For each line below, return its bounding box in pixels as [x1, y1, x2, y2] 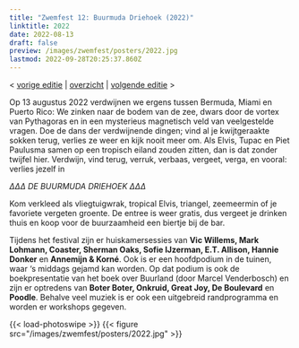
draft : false [9, 38, 58, 48]
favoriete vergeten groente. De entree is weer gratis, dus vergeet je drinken [9, 208, 287, 218]
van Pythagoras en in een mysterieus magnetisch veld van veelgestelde [9, 116, 275, 126]
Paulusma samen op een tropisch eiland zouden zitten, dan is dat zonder [9, 144, 278, 155]
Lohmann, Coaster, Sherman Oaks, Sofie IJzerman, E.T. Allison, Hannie [9, 244, 279, 255]
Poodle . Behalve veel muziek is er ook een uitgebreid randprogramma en [9, 292, 279, 302]
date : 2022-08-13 [9, 30, 74, 39]
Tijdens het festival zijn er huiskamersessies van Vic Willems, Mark [9, 235, 260, 245]
